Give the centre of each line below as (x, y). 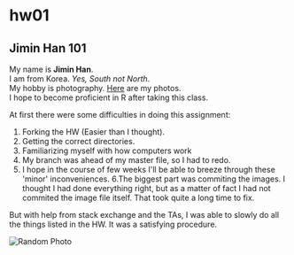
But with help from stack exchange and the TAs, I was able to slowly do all (144, 215)
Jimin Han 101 (48, 48)
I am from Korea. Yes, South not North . (80, 79)
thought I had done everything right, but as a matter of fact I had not (147, 188)
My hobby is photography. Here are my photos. (95, 88)
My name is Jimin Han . (51, 69)
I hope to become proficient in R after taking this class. (109, 97)
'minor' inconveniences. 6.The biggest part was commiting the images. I (154, 179)
